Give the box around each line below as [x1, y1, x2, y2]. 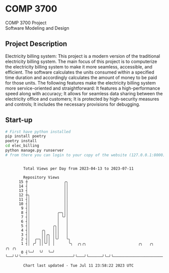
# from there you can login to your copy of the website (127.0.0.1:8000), [5, 152, 167, 158]
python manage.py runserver [5, 148, 64, 153]
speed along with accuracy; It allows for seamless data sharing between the [5, 90, 163, 96]
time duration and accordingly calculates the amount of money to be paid [5, 74, 157, 81]
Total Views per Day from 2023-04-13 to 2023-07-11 [23, 166, 134, 171]
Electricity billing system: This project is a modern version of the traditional [5, 53, 160, 59]
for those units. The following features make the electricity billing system [5, 80, 156, 86]
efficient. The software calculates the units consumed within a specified [5, 69, 154, 75]
